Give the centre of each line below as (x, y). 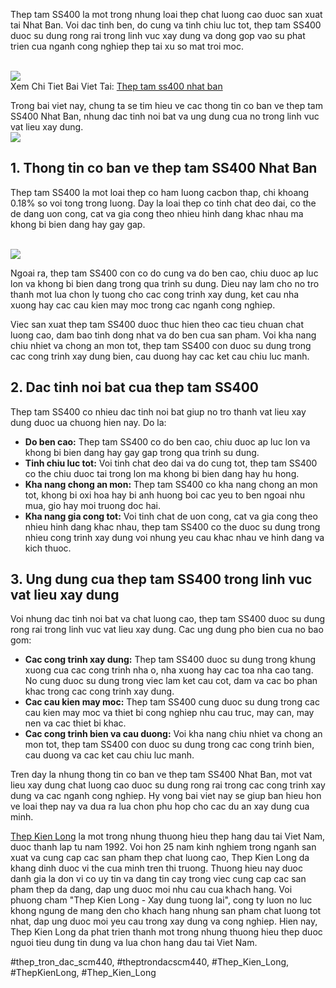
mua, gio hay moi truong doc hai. (92, 505)
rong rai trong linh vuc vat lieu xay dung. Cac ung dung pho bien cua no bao (167, 630)
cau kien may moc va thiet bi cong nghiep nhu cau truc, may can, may (169, 713)
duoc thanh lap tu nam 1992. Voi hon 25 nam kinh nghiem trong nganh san (163, 847)
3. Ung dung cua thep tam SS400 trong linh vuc (161, 579)
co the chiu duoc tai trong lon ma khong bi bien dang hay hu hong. (162, 473)
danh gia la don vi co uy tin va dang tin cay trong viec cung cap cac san (158, 879)
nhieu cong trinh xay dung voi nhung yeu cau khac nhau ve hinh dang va (174, 537)
